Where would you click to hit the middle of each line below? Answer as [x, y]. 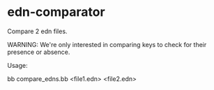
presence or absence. [39, 52]
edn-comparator [56, 12]
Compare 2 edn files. [37, 31]
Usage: [17, 65]
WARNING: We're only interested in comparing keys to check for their [107, 44]
